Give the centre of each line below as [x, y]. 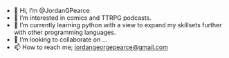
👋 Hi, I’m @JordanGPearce [52, 11]
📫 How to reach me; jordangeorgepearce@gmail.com [91, 47]
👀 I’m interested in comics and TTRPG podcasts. [83, 18]
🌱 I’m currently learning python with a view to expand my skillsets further [118, 25]
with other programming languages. [65, 32]
